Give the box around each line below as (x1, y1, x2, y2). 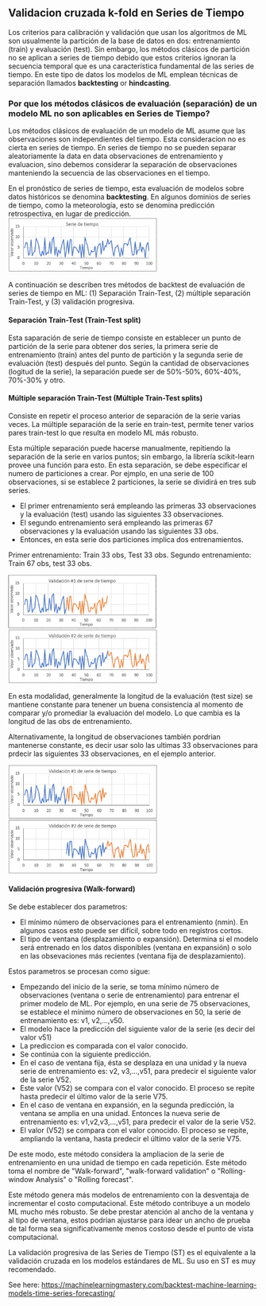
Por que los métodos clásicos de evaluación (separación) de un (8, 98, 257, 109)
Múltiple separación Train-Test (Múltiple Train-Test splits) (8, 393, 203, 403)
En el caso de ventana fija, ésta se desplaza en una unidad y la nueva (19, 1058, 248, 1068)
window (8, 1175, 34, 1184)
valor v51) (19, 1033, 52, 1042)
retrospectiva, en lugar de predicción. (8, 209, 132, 219)
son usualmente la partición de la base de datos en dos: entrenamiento (8, 36, 241, 45)
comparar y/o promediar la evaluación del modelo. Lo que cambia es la (8, 707, 241, 718)
